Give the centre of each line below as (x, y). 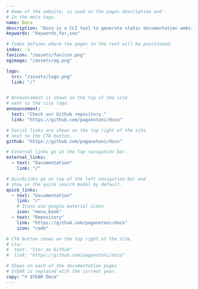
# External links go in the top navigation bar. (67, 152)
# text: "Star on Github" (39, 250)
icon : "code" (33, 228)
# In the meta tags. (32, 17)
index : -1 (18, 50)
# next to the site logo (37, 104)
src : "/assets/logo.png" (42, 77)
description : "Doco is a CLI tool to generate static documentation (92, 28)
